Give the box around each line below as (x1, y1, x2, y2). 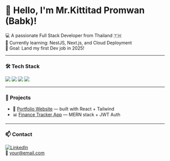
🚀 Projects (5, 94, 31, 101)
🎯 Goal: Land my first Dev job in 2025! (5, 45, 84, 51)
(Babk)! (5, 15, 37, 27)
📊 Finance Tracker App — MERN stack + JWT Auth (12, 111, 120, 117)
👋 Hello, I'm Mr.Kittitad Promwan (5, 5, 145, 16)
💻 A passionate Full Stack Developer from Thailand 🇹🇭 (5, 32, 122, 38)
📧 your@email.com (5, 149, 45, 156)
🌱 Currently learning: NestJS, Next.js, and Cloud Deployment (5, 39, 133, 46)
